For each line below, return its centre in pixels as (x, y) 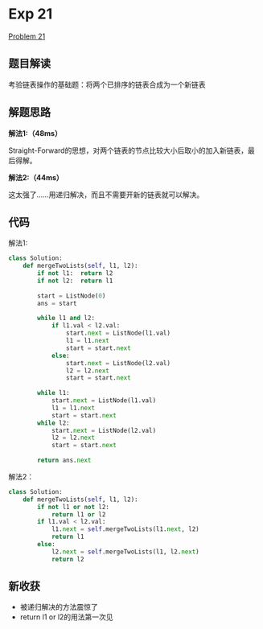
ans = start (58, 303)
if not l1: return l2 (75, 273)
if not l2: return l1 (75, 281)
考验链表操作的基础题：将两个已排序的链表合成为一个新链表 (107, 84)
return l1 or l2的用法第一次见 (67, 617)
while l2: (53, 423)
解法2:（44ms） (36, 177)
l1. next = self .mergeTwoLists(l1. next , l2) (125, 529)
